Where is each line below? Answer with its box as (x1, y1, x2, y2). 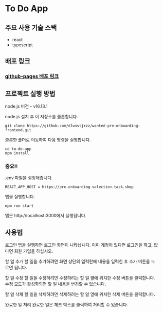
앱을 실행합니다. (5, 194, 36, 200)
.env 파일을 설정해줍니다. (5, 175, 53, 181)
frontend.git (5, 128, 32, 133)
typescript (12, 42, 33, 48)
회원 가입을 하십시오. (14, 248, 54, 254)
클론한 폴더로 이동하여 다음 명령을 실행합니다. (5, 137, 91, 143)
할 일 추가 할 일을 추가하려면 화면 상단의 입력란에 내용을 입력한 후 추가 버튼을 (5, 258, 150, 264)
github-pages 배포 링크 (5, 73, 59, 80)
